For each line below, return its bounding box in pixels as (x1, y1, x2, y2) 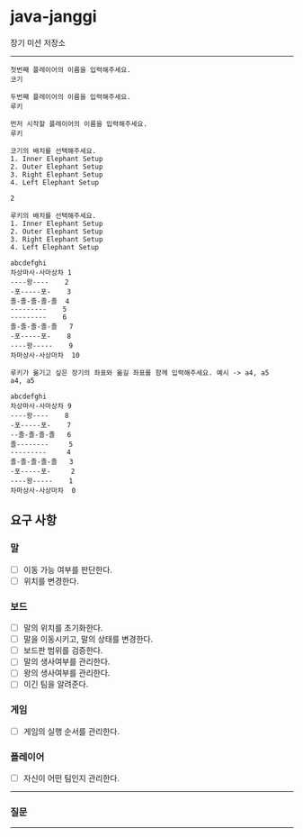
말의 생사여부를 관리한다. (22, 656, 111, 668)
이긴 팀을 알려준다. (22, 678, 89, 690)
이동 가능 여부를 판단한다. (22, 564, 113, 575)
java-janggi (10, 6, 97, 27)
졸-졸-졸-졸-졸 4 (10, 296, 70, 305)
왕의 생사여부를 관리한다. (22, 668, 111, 678)
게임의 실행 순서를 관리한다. (22, 725, 120, 736)
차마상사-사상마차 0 (10, 486, 76, 495)
